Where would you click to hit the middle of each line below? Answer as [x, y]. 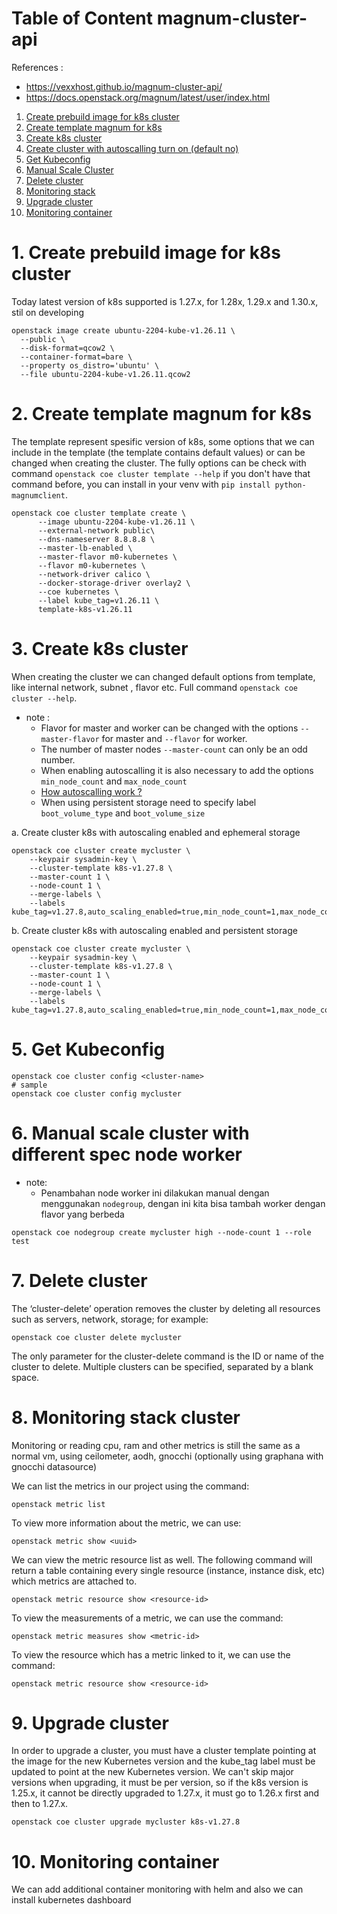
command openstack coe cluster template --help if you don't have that [161, 473]
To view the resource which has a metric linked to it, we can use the [151, 1654]
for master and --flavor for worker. [174, 738]
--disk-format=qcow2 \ [67, 348]
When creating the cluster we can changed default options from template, [163, 676]
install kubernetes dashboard [71, 1900]
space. [25, 1377]
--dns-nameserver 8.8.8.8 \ [96, 539]
